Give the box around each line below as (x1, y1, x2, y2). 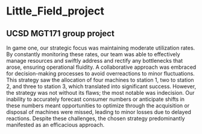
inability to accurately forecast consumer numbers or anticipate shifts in (6, 95, 185, 103)
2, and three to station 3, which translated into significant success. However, (6, 83, 197, 90)
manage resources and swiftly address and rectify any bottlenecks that (6, 57, 183, 64)
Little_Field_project (6, 4, 104, 18)
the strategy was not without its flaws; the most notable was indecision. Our (6, 89, 195, 96)
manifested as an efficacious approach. (6, 121, 104, 128)
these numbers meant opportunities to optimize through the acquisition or (6, 102, 190, 109)
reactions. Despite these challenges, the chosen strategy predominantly (6, 115, 185, 122)
